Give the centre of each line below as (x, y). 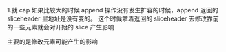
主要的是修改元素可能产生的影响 (52, 42)
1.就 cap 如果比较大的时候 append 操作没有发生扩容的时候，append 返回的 (113, 10)
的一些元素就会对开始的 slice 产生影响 (61, 27)
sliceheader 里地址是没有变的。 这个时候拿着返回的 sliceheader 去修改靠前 (113, 18)
